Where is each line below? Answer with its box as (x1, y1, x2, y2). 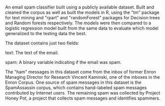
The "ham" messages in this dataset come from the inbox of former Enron (5, 69, 156, 75)
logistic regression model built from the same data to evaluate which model (5, 25, 159, 31)
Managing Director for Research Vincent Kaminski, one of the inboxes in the (5, 74, 160, 80)
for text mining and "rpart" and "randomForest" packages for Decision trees (5, 15, 160, 20)
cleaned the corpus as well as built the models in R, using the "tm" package (5, 9, 160, 15)
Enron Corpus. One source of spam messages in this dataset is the (5, 79, 142, 85)
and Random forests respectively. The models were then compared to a (5, 20, 151, 26)
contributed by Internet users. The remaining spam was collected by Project (5, 90, 161, 96)
